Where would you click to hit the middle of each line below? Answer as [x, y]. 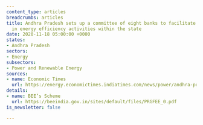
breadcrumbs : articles [35, 18]
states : [16, 40]
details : [17, 91]
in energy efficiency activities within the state [77, 29]
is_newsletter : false [34, 107]
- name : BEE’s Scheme [34, 96]
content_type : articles [36, 12]
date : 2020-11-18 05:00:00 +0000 [48, 34]
